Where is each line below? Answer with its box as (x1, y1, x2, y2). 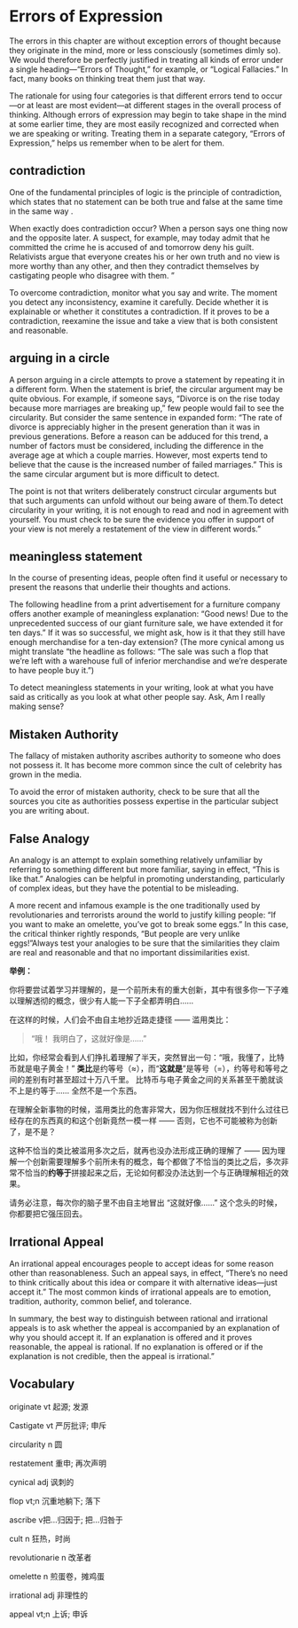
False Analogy (9, 831, 90, 846)
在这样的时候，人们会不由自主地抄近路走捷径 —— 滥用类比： (9, 1014, 231, 1025)
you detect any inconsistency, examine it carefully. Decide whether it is (9, 296, 269, 307)
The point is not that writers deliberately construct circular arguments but (9, 485, 277, 496)
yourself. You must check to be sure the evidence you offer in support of (9, 514, 275, 524)
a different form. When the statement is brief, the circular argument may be (9, 383, 284, 394)
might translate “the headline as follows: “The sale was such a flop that (9, 646, 269, 657)
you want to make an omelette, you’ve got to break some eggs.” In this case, (9, 919, 289, 929)
